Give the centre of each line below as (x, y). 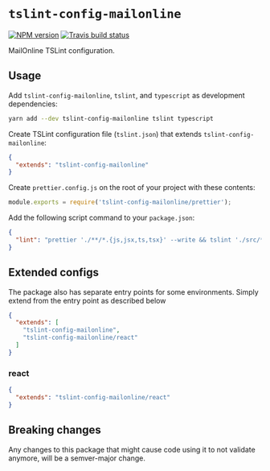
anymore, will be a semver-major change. (77, 458)
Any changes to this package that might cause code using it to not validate (132, 449)
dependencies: (33, 104)
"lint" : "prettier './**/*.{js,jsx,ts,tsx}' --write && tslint (123, 240)
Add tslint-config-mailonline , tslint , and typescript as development (127, 95)
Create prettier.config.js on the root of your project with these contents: (132, 188)
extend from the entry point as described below (87, 300)
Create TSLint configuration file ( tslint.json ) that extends (105, 134)
